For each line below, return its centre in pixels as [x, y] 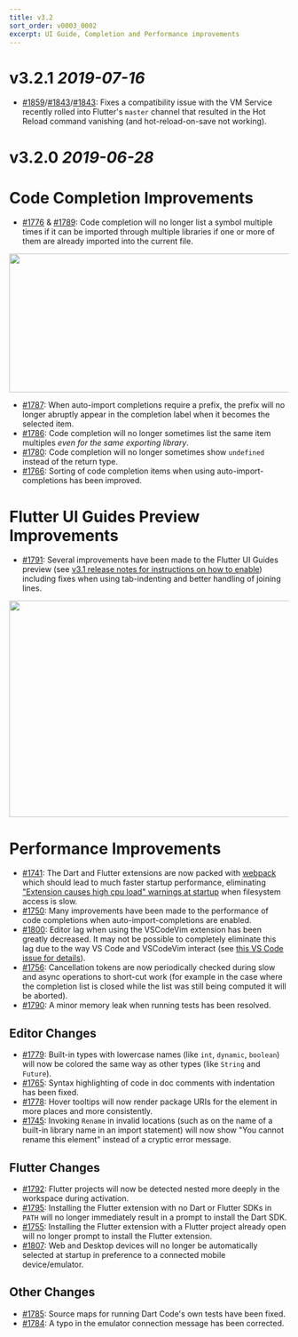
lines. [32, 588]
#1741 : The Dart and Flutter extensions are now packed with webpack [149, 873]
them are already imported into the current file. [107, 242]
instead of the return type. [70, 462]
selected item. [48, 424]
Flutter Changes [55, 1168]
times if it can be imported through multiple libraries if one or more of [148, 232]
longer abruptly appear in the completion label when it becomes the [146, 415]
